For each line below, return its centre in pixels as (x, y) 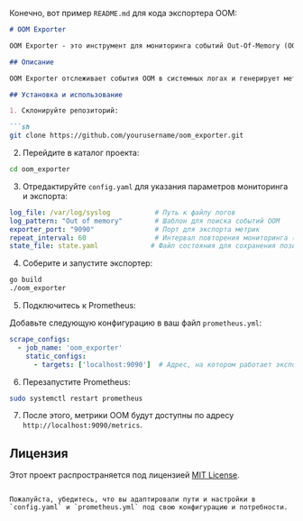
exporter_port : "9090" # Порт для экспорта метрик (134, 229)
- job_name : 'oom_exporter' (70, 347)
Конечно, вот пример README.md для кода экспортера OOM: (123, 13)
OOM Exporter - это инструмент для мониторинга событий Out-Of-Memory (145, 46)
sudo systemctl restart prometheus (76, 398)
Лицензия (39, 453)
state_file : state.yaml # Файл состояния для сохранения (143, 246)
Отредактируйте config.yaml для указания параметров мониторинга (155, 186)
